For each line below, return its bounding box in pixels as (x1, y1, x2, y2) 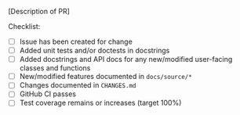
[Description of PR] (8, 7, 71, 16)
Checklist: (8, 22, 41, 31)
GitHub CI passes (19, 89, 77, 99)
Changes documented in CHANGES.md (19, 81, 136, 90)
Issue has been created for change (19, 37, 133, 46)
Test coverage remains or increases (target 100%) (19, 98, 182, 108)
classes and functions (19, 63, 91, 73)
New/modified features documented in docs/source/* (19, 72, 192, 81)
